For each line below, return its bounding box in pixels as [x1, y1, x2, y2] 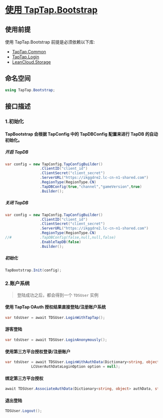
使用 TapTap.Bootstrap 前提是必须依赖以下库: [5, 39, 95, 45]
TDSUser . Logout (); [5, 409, 42, 414]
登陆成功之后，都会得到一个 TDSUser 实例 [16, 292, 98, 298]
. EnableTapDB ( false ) [39, 239, 81, 244]
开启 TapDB [5, 149, 29, 155]
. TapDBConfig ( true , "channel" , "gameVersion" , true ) [39, 184, 142, 189]
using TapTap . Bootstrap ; [5, 87, 55, 92]
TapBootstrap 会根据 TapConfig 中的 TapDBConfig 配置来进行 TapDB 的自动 [5, 131, 158, 137]
